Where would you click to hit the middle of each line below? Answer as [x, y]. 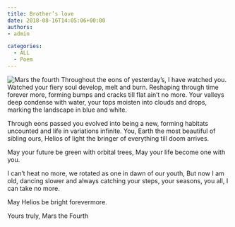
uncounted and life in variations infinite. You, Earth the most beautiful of [112, 131]
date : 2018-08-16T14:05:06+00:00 [56, 21]
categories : [25, 47]
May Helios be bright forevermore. [57, 202]
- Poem [23, 60]
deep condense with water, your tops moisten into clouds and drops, [107, 102]
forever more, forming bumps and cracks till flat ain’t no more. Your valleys [116, 94]
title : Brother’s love [41, 14]
